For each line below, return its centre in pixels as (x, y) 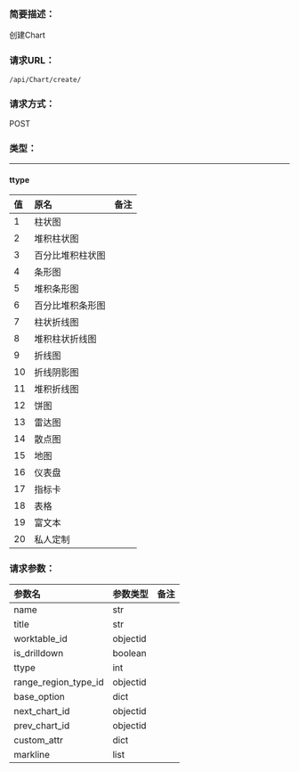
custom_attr (39, 740)
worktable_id (41, 638)
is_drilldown (39, 653)
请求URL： (32, 61)
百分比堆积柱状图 (70, 256)
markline (32, 754)
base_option (39, 696)
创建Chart (28, 35)
